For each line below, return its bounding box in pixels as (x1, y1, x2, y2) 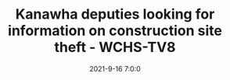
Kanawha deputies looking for (15, 5, 215, 23)
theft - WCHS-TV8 (53, 39, 177, 56)
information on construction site (8, 22, 222, 40)
